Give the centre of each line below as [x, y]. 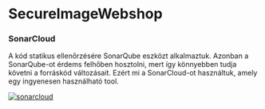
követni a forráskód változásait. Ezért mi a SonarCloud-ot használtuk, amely [133, 73]
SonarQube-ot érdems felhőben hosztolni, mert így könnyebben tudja [123, 64]
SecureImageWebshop [85, 14]
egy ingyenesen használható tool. [64, 81]
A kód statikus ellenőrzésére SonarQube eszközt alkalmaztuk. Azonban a [129, 56]
